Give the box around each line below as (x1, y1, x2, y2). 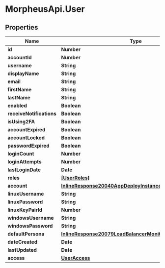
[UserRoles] (61, 174, 90, 181)
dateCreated (7, 238, 38, 245)
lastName (7, 94, 31, 101)
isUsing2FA (7, 118, 35, 125)
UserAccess (61, 255, 90, 261)
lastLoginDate (7, 166, 41, 173)
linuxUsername (7, 191, 44, 197)
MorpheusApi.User (5, 3, 85, 15)
